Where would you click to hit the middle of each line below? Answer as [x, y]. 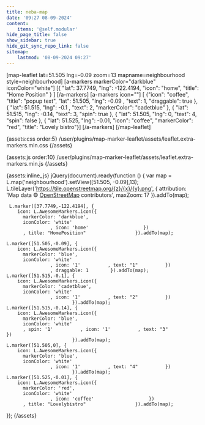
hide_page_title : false [37, 35]
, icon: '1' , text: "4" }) [110, 367]
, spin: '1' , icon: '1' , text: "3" [95, 329]
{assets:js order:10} [31, 157]
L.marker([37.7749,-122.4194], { [52, 206]
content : [17, 23]
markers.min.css [27, 145]
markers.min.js [25, 163]
